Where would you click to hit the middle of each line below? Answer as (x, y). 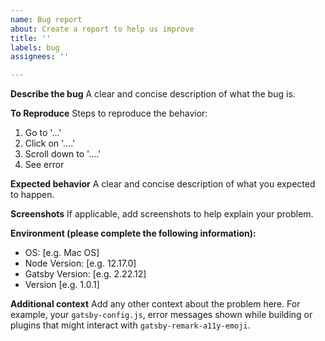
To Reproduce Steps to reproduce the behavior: (109, 113)
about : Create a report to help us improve (102, 29)
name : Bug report (46, 19)
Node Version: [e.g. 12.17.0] (80, 263)
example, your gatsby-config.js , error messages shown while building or (161, 315)
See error (44, 165)
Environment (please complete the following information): (133, 233)
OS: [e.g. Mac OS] (62, 253)
